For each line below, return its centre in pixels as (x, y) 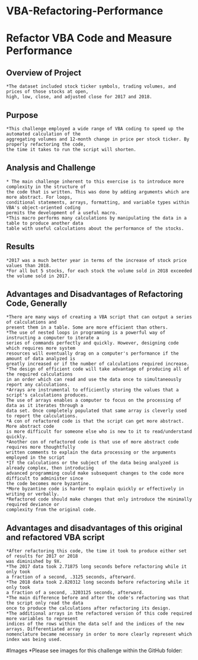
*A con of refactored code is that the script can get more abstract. (95, 421)
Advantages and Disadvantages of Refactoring (95, 294)
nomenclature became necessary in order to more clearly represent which (99, 634)
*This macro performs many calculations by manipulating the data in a (96, 218)
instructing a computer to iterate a (53, 338)
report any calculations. (38, 385)
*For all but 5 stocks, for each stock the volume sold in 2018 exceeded (99, 271)
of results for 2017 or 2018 (42, 556)
